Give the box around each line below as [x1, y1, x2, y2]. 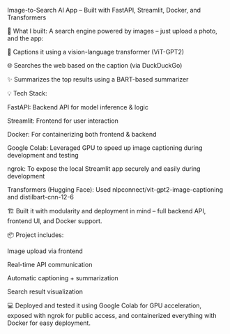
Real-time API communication [7, 261, 93, 268]
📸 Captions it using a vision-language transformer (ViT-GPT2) [7, 48, 185, 56]
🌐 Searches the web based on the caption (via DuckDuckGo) [7, 61, 183, 69]
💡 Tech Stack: [7, 89, 47, 97]
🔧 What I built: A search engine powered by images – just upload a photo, [7, 27, 217, 35]
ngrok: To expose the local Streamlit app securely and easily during [7, 165, 201, 173]
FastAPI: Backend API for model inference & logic [7, 103, 148, 111]
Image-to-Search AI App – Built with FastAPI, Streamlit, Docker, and [7, 6, 201, 14]
